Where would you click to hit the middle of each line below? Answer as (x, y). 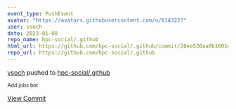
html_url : (22, 46)
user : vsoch (25, 27)
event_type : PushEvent (40, 14)
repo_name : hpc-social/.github (53, 40)
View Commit (27, 98)
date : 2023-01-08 (33, 33)
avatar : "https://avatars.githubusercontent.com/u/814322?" (97, 20)
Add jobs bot (23, 85)
